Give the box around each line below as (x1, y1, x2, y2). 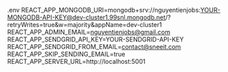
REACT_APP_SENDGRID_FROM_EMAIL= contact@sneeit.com (7, 43, 181, 51)
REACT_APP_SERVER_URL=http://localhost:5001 (7, 57, 146, 65)
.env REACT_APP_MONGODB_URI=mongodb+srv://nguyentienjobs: (7, 6, 201, 14)
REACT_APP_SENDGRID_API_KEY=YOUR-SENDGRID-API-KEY (7, 35, 184, 44)
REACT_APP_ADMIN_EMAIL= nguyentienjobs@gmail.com (7, 28, 171, 36)
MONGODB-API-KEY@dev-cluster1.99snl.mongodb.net (7, 13, 166, 21)
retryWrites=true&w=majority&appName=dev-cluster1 (7, 21, 162, 28)
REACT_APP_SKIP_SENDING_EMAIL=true (7, 50, 126, 58)
